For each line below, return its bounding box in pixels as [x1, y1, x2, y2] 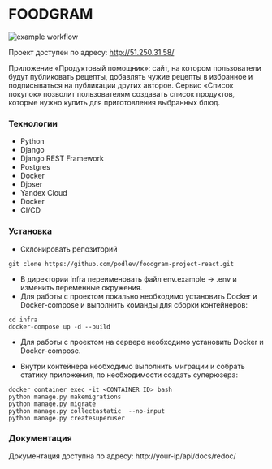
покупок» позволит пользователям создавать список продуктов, [8, 88, 235, 98]
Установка [8, 226, 53, 237]
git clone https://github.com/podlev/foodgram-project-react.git [8, 260, 234, 268]
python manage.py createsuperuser [8, 414, 126, 422]
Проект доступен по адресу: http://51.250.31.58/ [8, 47, 175, 57]
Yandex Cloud [19, 188, 67, 198]
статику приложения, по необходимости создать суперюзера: [19, 370, 238, 380]
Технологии [8, 118, 58, 129]
